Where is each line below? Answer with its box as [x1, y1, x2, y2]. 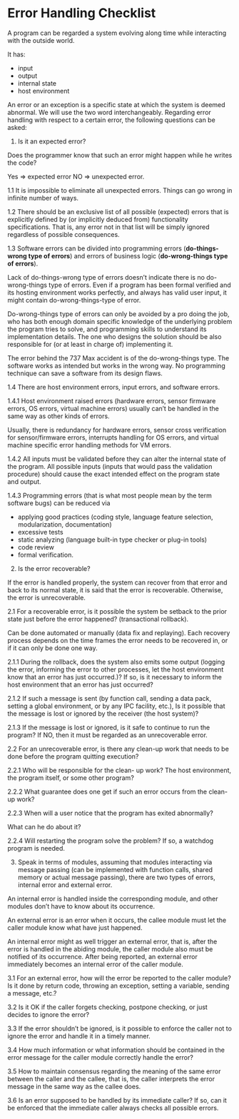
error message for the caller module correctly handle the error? [7, 1053, 194, 1061]
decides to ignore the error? [7, 1010, 90, 1018]
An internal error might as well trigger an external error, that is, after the [7, 937, 218, 946]
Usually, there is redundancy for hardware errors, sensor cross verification [7, 425, 227, 434]
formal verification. [17, 550, 73, 559]
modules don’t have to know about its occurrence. [7, 901, 156, 911]
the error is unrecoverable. [7, 593, 86, 602]
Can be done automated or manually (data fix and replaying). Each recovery [7, 628, 230, 637]
